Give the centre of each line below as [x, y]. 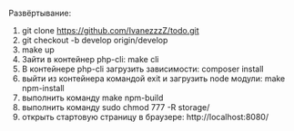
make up [38, 50]
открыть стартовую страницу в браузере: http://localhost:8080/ [145, 117]
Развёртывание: [40, 13]
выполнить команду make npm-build [92, 98]
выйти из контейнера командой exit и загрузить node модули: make [153, 79]
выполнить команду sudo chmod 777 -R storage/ [116, 107]
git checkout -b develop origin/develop [95, 40]
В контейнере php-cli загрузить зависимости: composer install [143, 69]
